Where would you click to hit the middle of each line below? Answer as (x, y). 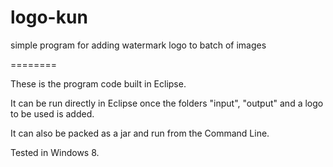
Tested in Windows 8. (55, 152)
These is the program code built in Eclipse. (98, 83)
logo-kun (49, 17)
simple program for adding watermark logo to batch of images (138, 45)
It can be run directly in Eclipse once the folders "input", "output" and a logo (167, 103)
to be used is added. (52, 113)
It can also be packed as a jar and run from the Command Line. (140, 133)
